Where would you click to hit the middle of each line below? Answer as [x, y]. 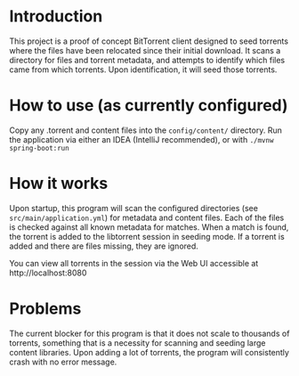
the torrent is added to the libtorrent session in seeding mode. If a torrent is [147, 236]
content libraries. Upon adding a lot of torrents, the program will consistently [149, 352]
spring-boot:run [39, 148]
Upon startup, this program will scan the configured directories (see [133, 208]
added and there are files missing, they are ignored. [104, 246]
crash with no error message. [63, 362]
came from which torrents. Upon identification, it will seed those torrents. [143, 69]
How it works [59, 184]
